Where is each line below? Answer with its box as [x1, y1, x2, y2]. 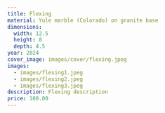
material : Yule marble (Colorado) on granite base [7, 17, 159, 24]
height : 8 [13, 36, 42, 44]
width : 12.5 [13, 29, 49, 37]
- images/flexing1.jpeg [13, 69, 83, 76]
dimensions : [7, 23, 42, 30]
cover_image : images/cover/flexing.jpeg [7, 56, 128, 63]
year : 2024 [7, 50, 39, 57]
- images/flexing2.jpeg [13, 75, 83, 83]
